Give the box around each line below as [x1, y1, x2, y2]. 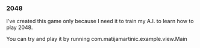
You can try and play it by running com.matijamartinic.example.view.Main [6, 36, 188, 43]
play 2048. [6, 24, 33, 31]
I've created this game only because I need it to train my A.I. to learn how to [6, 18, 194, 25]
